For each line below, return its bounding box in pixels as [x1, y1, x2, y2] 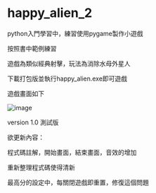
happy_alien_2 [7, 5, 93, 21]
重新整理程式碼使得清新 [7, 163, 75, 171]
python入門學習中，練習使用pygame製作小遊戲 [7, 29, 143, 37]
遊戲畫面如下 [7, 89, 44, 98]
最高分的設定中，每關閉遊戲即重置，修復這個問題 [7, 178, 149, 187]
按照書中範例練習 [7, 44, 57, 52]
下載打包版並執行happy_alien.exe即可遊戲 [7, 74, 128, 83]
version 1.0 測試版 [7, 118, 59, 127]
